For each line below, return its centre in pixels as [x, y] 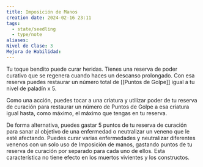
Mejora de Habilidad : [34, 52]
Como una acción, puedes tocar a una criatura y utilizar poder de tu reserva [102, 100]
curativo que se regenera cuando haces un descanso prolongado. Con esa [101, 75]
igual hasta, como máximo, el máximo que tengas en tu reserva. [87, 113]
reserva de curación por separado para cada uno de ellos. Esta [86, 151]
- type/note [27, 35]
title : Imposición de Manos [42, 12]
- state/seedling [34, 29]
